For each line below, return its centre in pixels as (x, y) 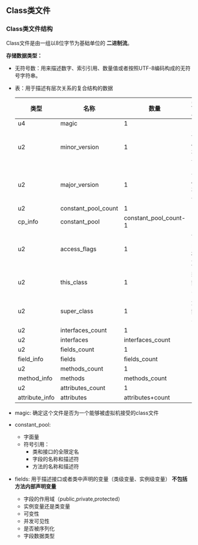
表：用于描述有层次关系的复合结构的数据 (64, 88)
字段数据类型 (39, 536)
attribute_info (36, 397)
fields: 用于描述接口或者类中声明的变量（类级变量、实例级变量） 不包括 (101, 479)
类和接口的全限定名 (56, 452)
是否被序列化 (39, 528)
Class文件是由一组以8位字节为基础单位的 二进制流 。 (69, 43)
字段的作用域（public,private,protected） (73, 499)
